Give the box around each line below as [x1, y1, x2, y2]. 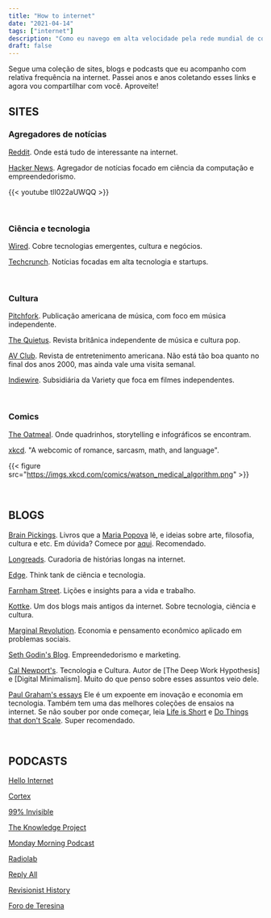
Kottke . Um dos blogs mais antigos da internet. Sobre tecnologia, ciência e [8, 601, 256, 611]
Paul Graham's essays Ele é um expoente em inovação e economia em [8, 689, 244, 699]
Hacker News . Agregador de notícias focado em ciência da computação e [8, 162, 254, 172]
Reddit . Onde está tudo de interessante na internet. [8, 147, 178, 157]
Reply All [8, 870, 38, 879]
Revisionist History [8, 886, 71, 895]
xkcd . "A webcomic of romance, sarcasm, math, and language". [8, 445, 219, 455]
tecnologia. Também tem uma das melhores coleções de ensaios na [8, 698, 235, 708]
